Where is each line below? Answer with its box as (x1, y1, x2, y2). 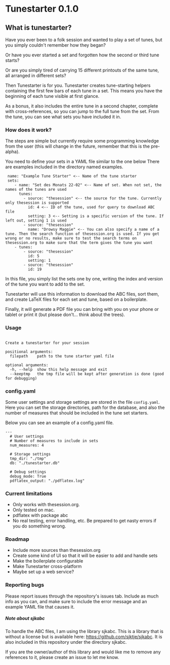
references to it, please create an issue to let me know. (5, 654, 119, 660)
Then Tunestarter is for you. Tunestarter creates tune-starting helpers (5, 82, 151, 88)
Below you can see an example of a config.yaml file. (5, 419, 114, 426)
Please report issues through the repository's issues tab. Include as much (5, 593, 159, 599)
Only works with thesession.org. (12, 502, 80, 508)
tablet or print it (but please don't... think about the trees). (5, 311, 125, 318)
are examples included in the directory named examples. (5, 164, 123, 170)
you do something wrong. (12, 523, 66, 529)
